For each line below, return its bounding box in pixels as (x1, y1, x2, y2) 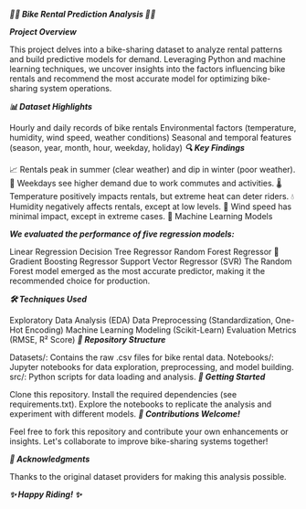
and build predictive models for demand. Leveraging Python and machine (9, 54, 286, 64)
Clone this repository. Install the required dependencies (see (9, 389, 237, 399)
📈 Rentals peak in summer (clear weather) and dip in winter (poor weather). (9, 164, 296, 175)
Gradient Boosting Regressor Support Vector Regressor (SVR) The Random (9, 256, 292, 267)
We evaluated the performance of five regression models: (9, 228, 235, 239)
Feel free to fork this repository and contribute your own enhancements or (9, 426, 290, 437)
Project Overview (9, 27, 78, 37)
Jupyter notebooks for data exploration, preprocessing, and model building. (9, 362, 294, 372)
